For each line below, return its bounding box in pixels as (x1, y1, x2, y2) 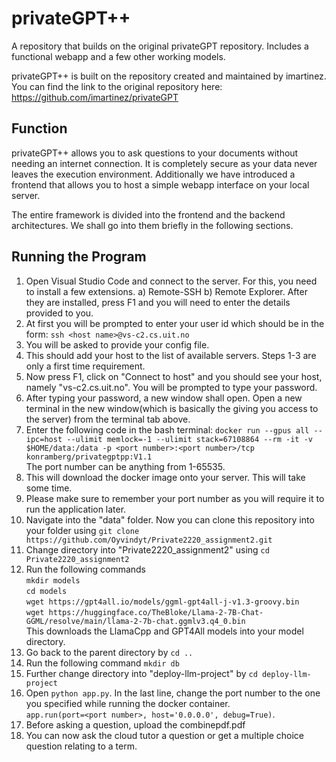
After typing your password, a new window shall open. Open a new (25, 392, 303, 404)
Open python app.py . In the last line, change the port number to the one (25, 687, 321, 699)
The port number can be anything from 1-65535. (25, 460, 226, 472)
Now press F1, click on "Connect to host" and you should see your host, (25, 370, 323, 382)
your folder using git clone (25, 524, 140, 536)
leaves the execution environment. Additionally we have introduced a (11, 168, 296, 180)
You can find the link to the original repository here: (11, 80, 223, 92)
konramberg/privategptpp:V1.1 (25, 452, 153, 462)
